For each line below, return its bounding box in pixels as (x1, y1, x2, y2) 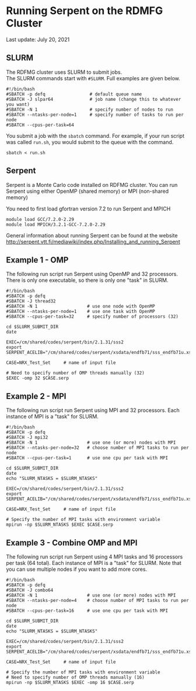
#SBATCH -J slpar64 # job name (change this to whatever (6, 96, 181, 102)
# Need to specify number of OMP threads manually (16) (6, 675, 145, 680)
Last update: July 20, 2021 (6, 36, 70, 43)
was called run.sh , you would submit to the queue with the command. (6, 138, 174, 145)
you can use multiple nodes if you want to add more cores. (6, 566, 148, 573)
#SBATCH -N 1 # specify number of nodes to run (6, 107, 174, 113)
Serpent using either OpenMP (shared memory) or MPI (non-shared (6, 188, 169, 195)
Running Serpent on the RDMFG (6, 4, 163, 18)
